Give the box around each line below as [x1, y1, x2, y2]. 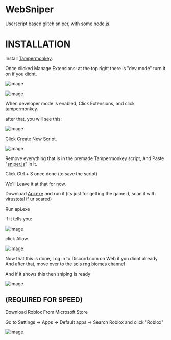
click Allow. [5, 235, 29, 241]
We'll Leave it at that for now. [5, 180, 66, 187]
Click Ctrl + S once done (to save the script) [5, 170, 98, 177]
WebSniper [5, 4, 54, 15]
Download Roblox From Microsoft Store [5, 309, 88, 315]
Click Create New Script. [5, 135, 57, 142]
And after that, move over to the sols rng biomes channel [5, 261, 125, 267]
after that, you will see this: [5, 116, 62, 122]
